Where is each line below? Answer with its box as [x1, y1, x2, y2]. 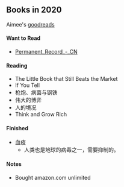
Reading [6, 62, 28, 69]
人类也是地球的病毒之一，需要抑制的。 [23, 146, 119, 153]
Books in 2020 [6, 5, 62, 15]
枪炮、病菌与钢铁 [14, 89, 58, 96]
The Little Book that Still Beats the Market [14, 75, 118, 83]
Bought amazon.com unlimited [14, 174, 91, 181]
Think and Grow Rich [14, 111, 67, 118]
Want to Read [6, 34, 41, 42]
